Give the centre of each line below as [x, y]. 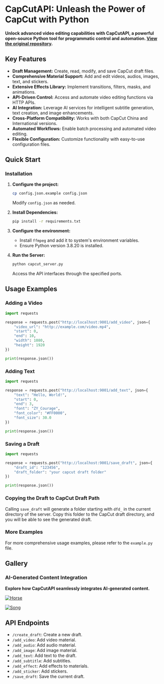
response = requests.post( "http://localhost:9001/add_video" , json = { [78, 322]
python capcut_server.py [38, 264]
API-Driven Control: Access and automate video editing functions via [82, 97]
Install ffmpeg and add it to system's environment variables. [79, 240]
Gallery [16, 564]
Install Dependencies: [35, 212]
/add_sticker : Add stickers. [40, 671]
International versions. [35, 123]
